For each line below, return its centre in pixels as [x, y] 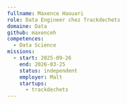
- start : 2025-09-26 [42, 58]
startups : [33, 83]
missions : [21, 52]
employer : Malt [41, 77]
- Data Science [35, 45]
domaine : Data [27, 26]
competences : [26, 39]
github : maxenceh [32, 32]
